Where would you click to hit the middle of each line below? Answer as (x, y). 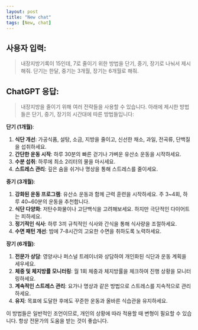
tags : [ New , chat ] (29, 23)
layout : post (22, 12)
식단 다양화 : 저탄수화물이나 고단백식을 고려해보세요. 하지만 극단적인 (92, 209)
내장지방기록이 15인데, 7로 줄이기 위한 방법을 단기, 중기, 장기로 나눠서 (100, 63)
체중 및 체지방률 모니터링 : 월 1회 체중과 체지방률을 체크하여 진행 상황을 (95, 271)
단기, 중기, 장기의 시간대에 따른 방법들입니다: (83, 114)
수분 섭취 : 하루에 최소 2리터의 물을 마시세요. (65, 161)
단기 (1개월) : (20, 127)
